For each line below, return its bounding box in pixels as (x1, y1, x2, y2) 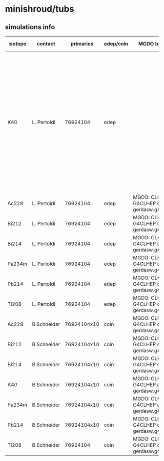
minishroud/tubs (5, 3, 75, 15)
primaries (70, 41, 94, 47)
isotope (8, 41, 27, 47)
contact (37, 41, 55, 47)
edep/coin (104, 41, 128, 47)
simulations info (5, 23, 55, 31)
